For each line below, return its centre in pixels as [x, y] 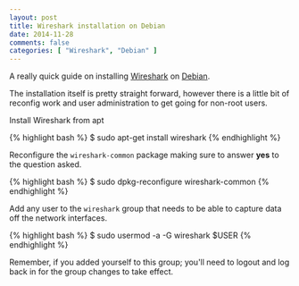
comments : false [39, 42]
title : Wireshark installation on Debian [87, 26]
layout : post [33, 17]
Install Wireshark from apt [57, 121]
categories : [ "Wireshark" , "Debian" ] [83, 51]
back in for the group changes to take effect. [91, 272]
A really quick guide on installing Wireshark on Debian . [110, 76]
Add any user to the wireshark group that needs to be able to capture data [145, 209]
